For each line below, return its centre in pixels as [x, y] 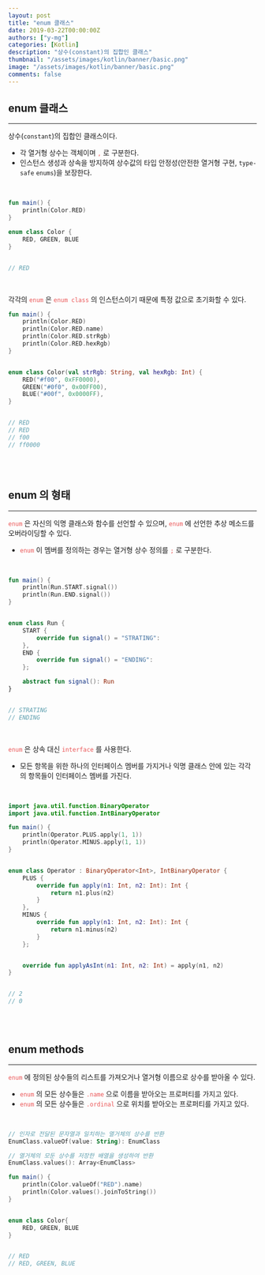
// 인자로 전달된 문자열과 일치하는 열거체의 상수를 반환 [86, 1134]
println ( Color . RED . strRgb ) [67, 337]
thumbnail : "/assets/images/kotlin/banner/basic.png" [99, 60]
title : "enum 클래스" [41, 23]
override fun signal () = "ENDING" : [95, 660]
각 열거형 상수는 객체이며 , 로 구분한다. [79, 153]
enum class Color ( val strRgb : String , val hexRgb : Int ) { [105, 372]
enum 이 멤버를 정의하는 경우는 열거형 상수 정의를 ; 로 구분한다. [116, 549]
